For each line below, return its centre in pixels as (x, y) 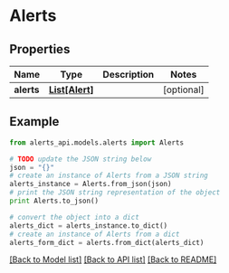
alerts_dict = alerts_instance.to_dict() (89, 226)
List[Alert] (71, 89)
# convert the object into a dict (75, 217)
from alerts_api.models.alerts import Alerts (96, 142)
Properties (40, 49)
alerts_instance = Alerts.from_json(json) (91, 184)
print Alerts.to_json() (54, 201)
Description (129, 75)
